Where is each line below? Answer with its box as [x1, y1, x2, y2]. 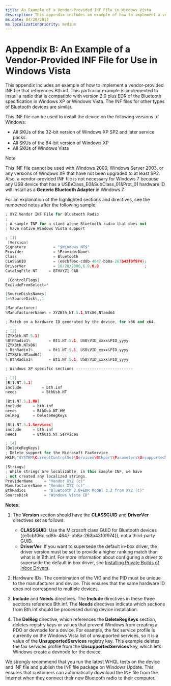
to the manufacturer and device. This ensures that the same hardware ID [12, 581, 165, 587]
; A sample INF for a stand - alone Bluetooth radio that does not [5, 221, 147, 226]
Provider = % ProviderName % [5, 249, 90, 255]
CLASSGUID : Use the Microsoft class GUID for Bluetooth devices [20, 527, 157, 533]
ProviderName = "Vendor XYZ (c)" [5, 479, 85, 484]
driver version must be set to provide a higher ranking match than [20, 549, 158, 555]
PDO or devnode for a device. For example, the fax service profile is [12, 627, 155, 634]
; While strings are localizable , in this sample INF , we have [5, 469, 142, 474]
